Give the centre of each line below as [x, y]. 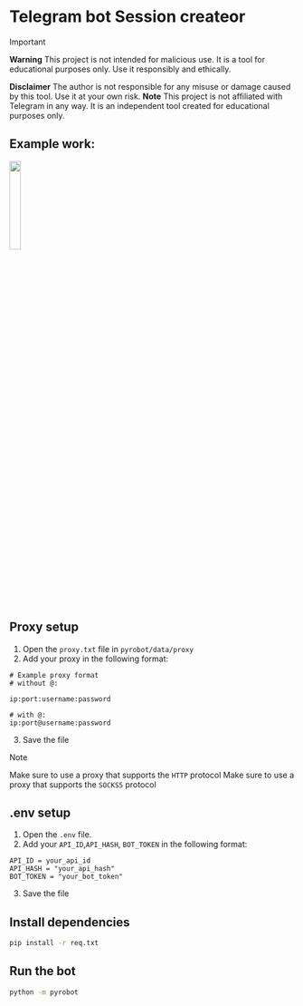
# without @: [34, 683]
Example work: [52, 144]
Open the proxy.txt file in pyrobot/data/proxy [108, 649]
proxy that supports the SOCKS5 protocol [83, 784]
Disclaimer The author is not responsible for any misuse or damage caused [150, 86]
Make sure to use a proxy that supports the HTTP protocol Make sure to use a [152, 775]
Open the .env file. [57, 835]
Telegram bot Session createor [128, 17]
